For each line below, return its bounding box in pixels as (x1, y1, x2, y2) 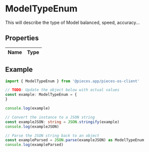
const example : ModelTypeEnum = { (5, 92, 77, 97)
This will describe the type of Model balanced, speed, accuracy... (5, 19, 140, 25)
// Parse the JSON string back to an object (5, 133, 99, 138)
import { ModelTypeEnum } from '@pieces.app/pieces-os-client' (5, 78, 140, 84)
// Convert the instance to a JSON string (5, 115, 95, 120)
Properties (5, 34, 39, 42)
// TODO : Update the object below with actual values (5, 88, 120, 93)
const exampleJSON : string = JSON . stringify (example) (5, 119, 120, 125)
